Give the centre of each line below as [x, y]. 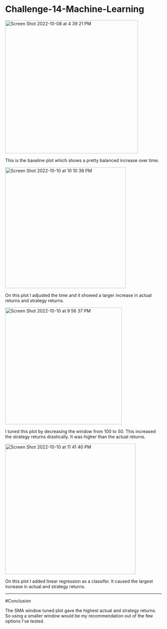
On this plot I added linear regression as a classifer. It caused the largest [79, 581]
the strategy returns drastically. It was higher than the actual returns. [75, 437]
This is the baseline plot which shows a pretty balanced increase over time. [82, 160]
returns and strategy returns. [35, 301]
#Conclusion [18, 601]
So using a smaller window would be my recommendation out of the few [79, 616]
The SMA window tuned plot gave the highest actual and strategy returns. [81, 610]
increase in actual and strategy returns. [45, 586]
